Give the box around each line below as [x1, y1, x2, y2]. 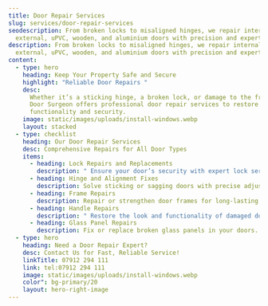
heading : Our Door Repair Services [22, 137, 141, 146]
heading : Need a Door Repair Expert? [22, 241, 148, 249]
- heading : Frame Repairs [29, 189, 116, 198]
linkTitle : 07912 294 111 [22, 256, 109, 264]
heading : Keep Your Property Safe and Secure [22, 71, 177, 79]
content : [8, 57, 37, 65]
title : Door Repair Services [8, 11, 105, 20]
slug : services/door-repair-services [8, 19, 134, 27]
